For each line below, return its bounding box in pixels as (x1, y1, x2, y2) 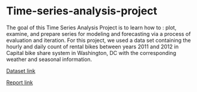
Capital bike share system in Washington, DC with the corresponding (6, 49, 177, 56)
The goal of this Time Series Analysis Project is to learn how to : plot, (6, 24, 177, 31)
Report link (6, 79, 33, 86)
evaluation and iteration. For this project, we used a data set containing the (6, 36, 191, 44)
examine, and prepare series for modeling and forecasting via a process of (6, 30, 191, 37)
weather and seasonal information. (6, 56, 92, 63)
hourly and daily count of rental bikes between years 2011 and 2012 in (6, 43, 179, 50)
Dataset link (6, 67, 36, 74)
